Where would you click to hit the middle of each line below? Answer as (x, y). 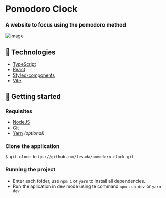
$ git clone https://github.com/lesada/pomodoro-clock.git (70, 157)
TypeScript (24, 64)
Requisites (19, 111)
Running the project (30, 170)
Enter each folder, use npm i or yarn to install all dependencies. (79, 181)
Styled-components (34, 75)
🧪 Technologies (30, 52)
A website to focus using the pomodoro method (66, 25)
